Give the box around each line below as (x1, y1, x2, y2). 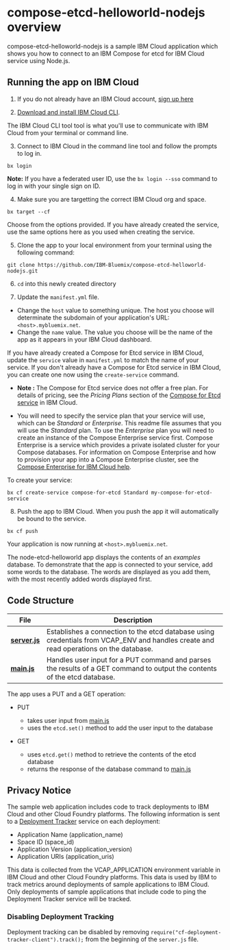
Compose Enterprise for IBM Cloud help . (16, 462, 131, 471)
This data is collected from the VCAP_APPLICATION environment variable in (7, 866, 221, 874)
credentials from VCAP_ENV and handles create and (47, 635, 214, 645)
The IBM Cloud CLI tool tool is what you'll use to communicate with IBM (7, 121, 209, 130)
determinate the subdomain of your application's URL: (16, 313, 170, 322)
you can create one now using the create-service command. (7, 370, 179, 379)
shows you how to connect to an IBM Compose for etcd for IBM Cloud (7, 49, 205, 58)
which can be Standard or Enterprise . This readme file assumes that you (16, 418, 222, 427)
